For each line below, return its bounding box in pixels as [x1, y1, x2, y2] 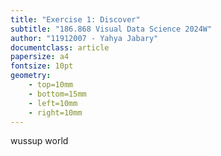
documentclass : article [10, 42, 110, 53]
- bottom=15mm [28, 89, 87, 99]
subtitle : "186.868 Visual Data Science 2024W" [10, 24, 213, 34]
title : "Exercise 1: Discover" [10, 14, 141, 25]
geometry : [10, 71, 52, 81]
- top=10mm [28, 80, 74, 90]
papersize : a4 [10, 52, 70, 62]
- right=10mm [28, 107, 83, 118]
